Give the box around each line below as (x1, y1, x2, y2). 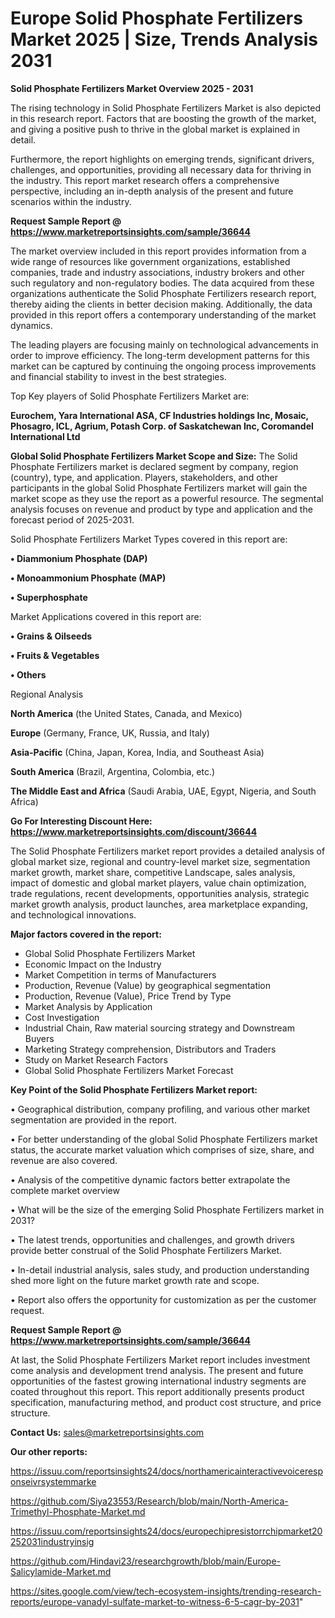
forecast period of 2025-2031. (10, 513, 135, 526)
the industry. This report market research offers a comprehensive (10, 174, 280, 186)
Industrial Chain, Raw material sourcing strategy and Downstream (24, 1022, 295, 1034)
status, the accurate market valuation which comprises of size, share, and (10, 1143, 315, 1156)
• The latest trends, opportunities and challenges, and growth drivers (10, 1233, 295, 1246)
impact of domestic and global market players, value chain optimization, (10, 877, 307, 889)
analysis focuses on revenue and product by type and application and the (10, 503, 313, 515)
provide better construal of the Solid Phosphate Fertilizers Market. (10, 1244, 283, 1256)
